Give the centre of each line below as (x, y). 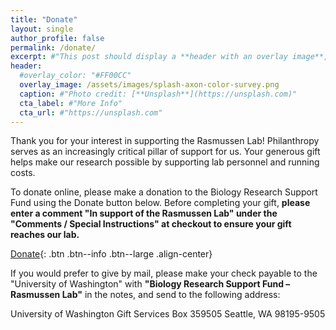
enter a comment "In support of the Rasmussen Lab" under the (144, 213)
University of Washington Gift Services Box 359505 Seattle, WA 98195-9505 (168, 314)
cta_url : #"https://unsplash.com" (91, 112)
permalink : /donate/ (53, 47)
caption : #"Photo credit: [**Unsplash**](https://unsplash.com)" (158, 94)
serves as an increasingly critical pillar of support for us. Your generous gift (165, 152)
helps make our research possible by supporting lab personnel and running (165, 162)
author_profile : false (57, 38)
